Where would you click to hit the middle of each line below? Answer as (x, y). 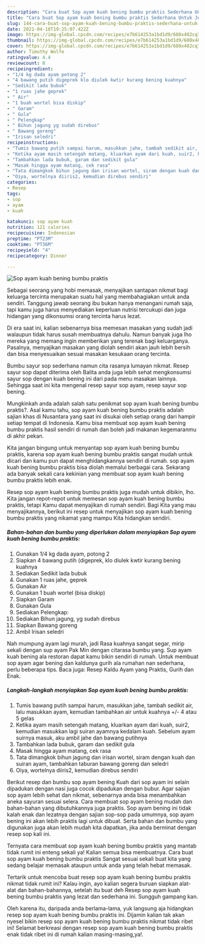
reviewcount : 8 (26, 63)
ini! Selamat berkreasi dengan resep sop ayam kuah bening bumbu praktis (100, 928)
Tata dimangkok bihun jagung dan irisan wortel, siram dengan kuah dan (105, 757)
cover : (15, 46)
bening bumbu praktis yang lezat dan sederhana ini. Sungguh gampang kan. (102, 897)
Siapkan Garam (35, 600)
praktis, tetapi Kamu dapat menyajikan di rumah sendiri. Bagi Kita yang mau (102, 505)
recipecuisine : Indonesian (41, 233)
